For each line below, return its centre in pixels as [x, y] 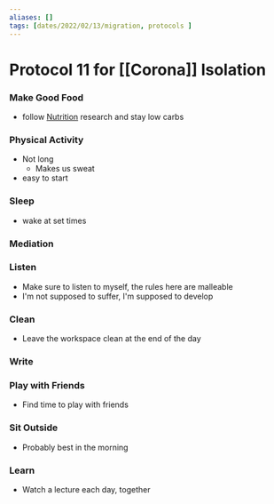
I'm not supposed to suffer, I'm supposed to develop [117, 296]
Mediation [31, 244]
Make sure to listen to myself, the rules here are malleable [127, 286]
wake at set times [54, 220]
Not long [38, 159]
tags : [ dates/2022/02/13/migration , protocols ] [101, 26]
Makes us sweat [65, 169]
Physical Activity [47, 140]
